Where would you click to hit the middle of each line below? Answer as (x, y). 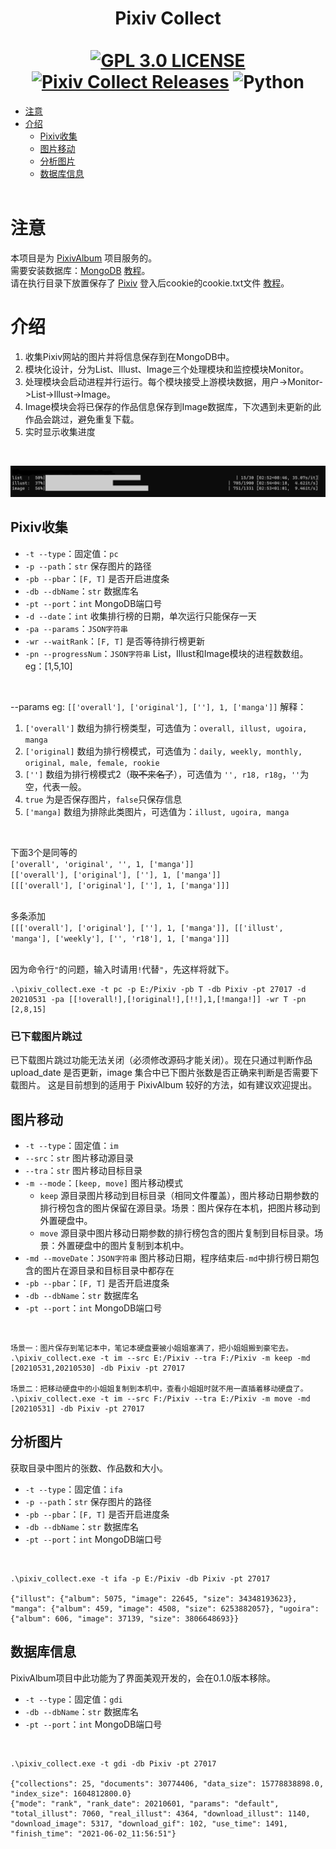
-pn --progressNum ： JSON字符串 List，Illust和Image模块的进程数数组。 (166, 653)
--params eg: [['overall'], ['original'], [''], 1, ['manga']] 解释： (158, 706)
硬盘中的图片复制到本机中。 (132, 1245)
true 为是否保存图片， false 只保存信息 (103, 799)
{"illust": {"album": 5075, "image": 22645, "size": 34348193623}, (154, 1598)
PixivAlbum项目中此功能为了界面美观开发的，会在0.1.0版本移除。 (143, 1678)
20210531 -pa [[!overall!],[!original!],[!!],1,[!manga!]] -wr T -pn (158, 999)
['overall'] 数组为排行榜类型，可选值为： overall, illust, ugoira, (166, 728)
